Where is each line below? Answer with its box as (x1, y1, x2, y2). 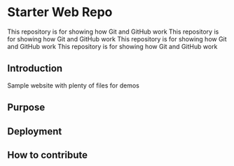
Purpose (7, 102, 46, 113)
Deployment (7, 125, 62, 137)
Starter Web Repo (7, 4, 113, 20)
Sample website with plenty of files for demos (7, 81, 140, 90)
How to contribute (7, 148, 88, 161)
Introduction (7, 62, 63, 74)
